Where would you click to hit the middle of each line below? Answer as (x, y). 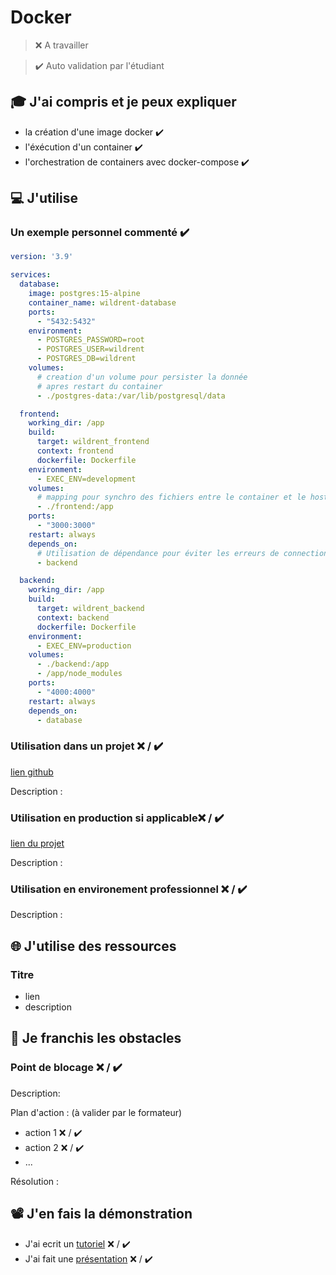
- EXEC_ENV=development (86, 479)
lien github (32, 772)
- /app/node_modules (79, 674)
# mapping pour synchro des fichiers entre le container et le (171, 497)
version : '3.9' (42, 257)
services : (31, 275)
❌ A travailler (61, 45)
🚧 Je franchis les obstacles (96, 1038)
